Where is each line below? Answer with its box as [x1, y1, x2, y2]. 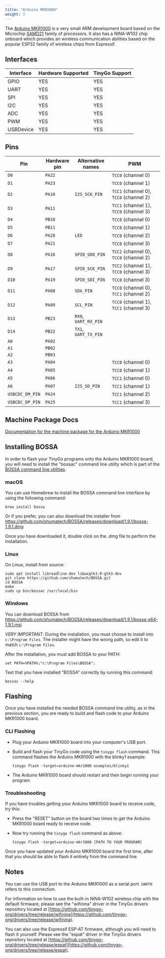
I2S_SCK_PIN [74, 191, 103, 197]
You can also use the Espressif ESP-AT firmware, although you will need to [5, 926, 156, 932]
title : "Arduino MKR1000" [5, 7, 58, 12]
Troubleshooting [5, 789, 46, 796]
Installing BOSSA [5, 443, 58, 451]
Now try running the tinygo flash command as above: [12, 830, 123, 836]
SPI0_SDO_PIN [74, 252, 106, 257]
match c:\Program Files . [5, 642, 55, 648]
